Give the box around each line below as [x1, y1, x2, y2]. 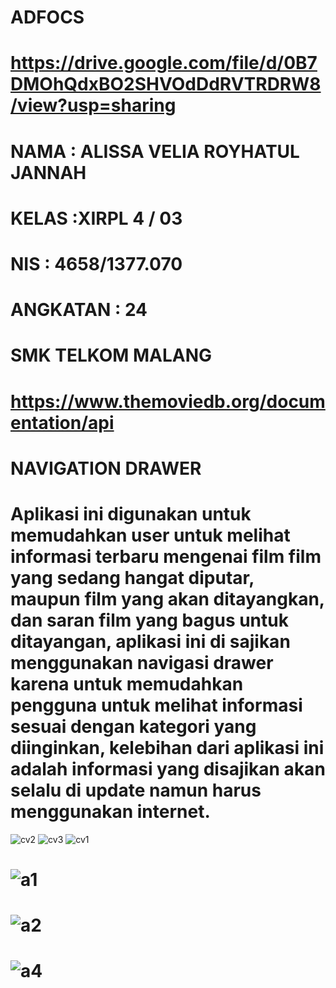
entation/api [10, 411, 115, 434]
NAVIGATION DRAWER [10, 457, 202, 480]
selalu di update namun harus [10, 779, 262, 801]
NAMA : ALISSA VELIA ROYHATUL [10, 140, 300, 163]
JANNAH [10, 161, 87, 184]
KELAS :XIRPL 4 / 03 [10, 207, 183, 230]
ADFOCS [10, 6, 85, 29]
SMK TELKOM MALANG [10, 344, 213, 367]
